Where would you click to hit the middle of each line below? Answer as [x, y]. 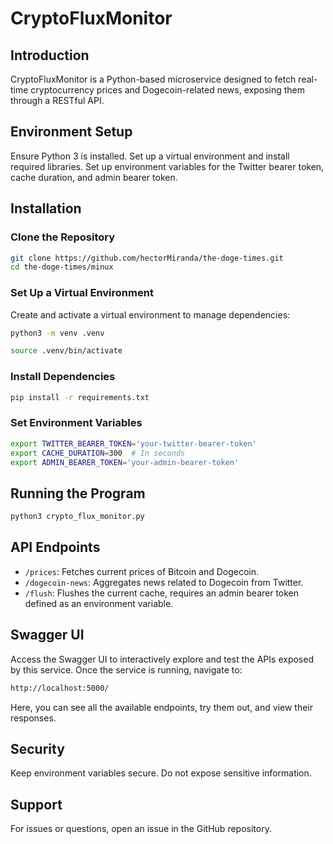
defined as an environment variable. [99, 603]
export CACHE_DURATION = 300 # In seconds [98, 453]
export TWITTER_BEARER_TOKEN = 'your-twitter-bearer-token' [133, 443]
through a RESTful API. [57, 100]
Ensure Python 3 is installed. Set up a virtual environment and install [150, 156]
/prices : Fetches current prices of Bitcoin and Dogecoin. [142, 571]
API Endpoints [55, 547]
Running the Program [78, 493]
